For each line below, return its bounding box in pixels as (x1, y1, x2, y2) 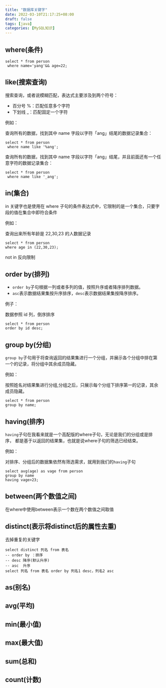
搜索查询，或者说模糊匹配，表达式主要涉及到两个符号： (5, 92, 118, 98)
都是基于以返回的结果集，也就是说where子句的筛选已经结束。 (14, 438, 141, 443)
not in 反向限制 (5, 254, 36, 260)
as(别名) (5, 583, 31, 592)
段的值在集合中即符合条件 (5, 209, 57, 215)
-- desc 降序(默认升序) (5, 558, 50, 563)
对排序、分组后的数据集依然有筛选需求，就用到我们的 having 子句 (5, 459, 136, 465)
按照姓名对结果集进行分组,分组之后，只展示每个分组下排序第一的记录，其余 (5, 382, 159, 388)
